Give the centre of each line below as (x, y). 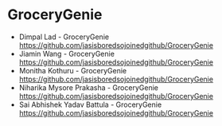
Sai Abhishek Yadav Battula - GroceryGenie (90, 104)
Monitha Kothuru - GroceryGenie (73, 70)
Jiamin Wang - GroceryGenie (66, 53)
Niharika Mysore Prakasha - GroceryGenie (88, 87)
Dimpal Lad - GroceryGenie (64, 37)
